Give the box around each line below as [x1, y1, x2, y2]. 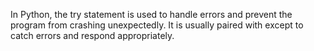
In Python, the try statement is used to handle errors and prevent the [10, 9, 293, 20]
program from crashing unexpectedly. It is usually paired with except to [10, 19, 304, 31]
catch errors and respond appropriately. [10, 30, 175, 41]
